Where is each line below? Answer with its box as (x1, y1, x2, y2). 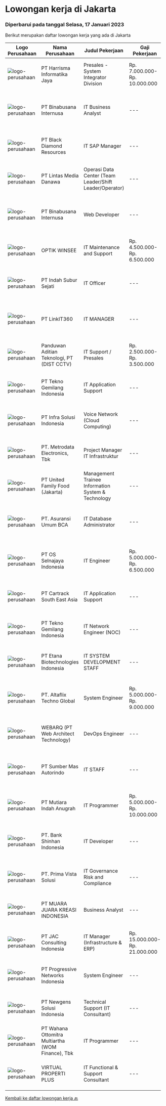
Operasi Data (83, 166, 114, 173)
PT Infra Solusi (41, 414, 76, 421)
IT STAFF (83, 766, 105, 773)
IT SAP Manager (83, 142, 122, 149)
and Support (83, 250, 113, 257)
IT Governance (83, 868, 118, 875)
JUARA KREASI (41, 906, 77, 913)
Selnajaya (41, 557, 64, 564)
